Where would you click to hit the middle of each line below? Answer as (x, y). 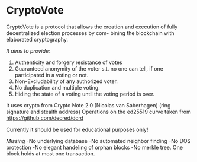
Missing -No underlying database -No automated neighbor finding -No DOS (98, 141)
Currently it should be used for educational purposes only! (77, 129)
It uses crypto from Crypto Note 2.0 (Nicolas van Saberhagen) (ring (88, 105)
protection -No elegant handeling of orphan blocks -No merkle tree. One (95, 147)
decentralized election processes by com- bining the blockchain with (90, 33)
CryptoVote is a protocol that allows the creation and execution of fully (92, 27)
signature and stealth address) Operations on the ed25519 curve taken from (98, 112)
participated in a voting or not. (51, 75)
